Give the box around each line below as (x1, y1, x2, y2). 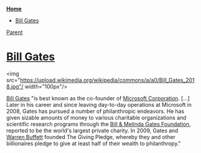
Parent (6, 29, 23, 36)
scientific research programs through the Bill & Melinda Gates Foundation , (6, 120, 191, 127)
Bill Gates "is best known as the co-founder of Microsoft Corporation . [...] (6, 94, 190, 102)
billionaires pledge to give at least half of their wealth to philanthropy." (6, 140, 181, 147)
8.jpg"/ (6, 83, 24, 90)
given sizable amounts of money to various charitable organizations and (6, 114, 186, 121)
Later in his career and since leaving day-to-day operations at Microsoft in (6, 101, 192, 108)
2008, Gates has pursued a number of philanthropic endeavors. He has (6, 107, 185, 115)
